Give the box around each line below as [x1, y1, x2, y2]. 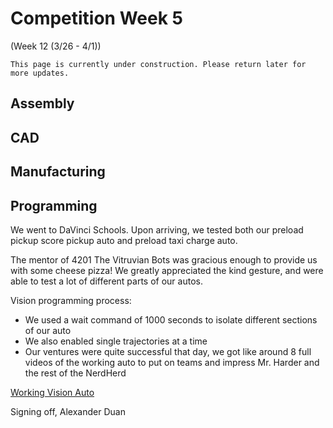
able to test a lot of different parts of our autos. [10, 275, 203, 287]
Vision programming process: [10, 294, 132, 306]
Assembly [10, 95, 75, 112]
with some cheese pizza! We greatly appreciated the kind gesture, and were [10, 264, 324, 276]
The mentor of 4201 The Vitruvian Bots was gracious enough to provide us [10, 253, 318, 266]
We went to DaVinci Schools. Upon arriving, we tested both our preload [10, 223, 304, 236]
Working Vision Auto [10, 386, 95, 398]
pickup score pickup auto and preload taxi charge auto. [10, 234, 238, 246]
